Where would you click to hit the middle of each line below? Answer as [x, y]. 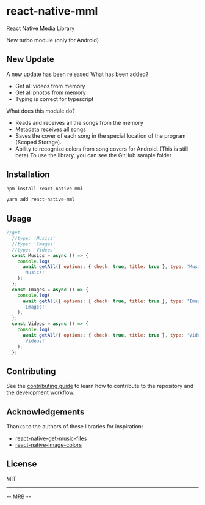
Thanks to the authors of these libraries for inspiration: [75, 426]
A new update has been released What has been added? [77, 74]
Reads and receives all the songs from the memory [79, 122]
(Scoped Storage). [38, 142]
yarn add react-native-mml [41, 200]
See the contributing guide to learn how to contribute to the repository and [100, 386]
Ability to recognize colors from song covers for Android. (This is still [101, 149]
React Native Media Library [41, 28]
